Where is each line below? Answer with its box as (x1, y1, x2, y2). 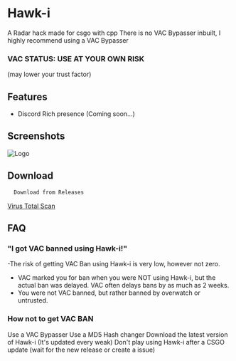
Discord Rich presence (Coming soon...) (17, 110, 135, 118)
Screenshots (7, 130, 65, 142)
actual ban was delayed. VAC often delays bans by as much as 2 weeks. (17, 281, 230, 290)
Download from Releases (14, 189, 84, 196)
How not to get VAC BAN (7, 314, 94, 324)
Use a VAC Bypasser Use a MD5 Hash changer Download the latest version (7, 330, 228, 339)
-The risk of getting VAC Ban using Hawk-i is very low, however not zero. (7, 260, 220, 268)
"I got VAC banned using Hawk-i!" (7, 244, 128, 253)
